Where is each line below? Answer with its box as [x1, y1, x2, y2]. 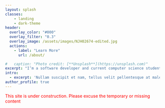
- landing [14, 16, 34, 21]
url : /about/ [18, 52, 45, 58]
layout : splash [5, 7, 36, 12]
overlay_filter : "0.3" [9, 35, 56, 40]
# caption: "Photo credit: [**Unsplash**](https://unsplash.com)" [5, 62, 148, 66]
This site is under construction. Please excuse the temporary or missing [5, 93, 150, 99]
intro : [5, 70, 19, 76]
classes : [5, 12, 23, 17]
